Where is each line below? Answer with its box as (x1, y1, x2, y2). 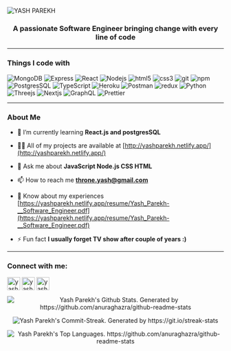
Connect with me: (7, 261, 68, 270)
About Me (7, 112, 41, 122)
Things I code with (7, 59, 70, 68)
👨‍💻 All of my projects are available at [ (16, 141, 125, 150)
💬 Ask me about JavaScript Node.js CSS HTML (16, 162, 153, 170)
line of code (95, 32, 136, 41)
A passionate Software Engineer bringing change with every (12, 23, 219, 33)
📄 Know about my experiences (16, 192, 104, 200)
